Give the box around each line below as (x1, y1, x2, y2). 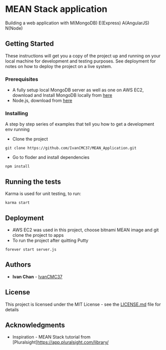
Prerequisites (5, 75, 38, 82)
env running (5, 127, 30, 133)
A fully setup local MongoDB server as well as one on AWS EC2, (12, 87, 144, 93)
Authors (5, 261, 31, 269)
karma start (5, 200, 30, 206)
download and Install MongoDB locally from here (12, 92, 113, 98)
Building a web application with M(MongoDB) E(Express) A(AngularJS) (5, 20, 150, 26)
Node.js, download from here (12, 98, 73, 104)
